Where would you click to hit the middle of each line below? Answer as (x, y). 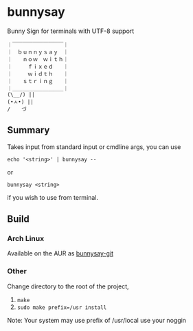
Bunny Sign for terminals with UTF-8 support (71, 31)
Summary (29, 130)
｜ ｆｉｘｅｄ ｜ (38, 67)
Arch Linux (26, 239)
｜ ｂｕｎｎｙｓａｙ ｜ (38, 52)
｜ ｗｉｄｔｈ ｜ (38, 74)
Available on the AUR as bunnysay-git (60, 253)
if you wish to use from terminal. (53, 197)
